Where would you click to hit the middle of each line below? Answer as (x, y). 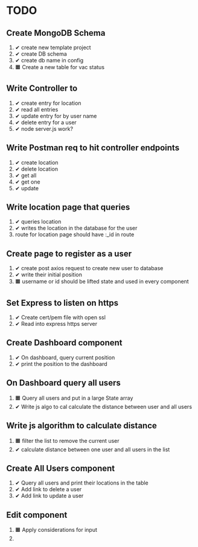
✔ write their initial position (49, 275)
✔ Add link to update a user (49, 496)
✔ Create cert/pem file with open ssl (60, 317)
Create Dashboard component (64, 343)
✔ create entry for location (48, 103)
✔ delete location (37, 169)
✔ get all (26, 175)
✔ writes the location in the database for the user (76, 228)
